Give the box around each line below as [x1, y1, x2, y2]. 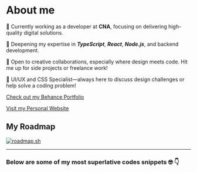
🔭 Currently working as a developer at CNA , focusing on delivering [6, 23, 167, 30]
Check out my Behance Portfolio [6, 93, 84, 100]
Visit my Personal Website [6, 104, 69, 112]
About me [6, 4, 55, 17]
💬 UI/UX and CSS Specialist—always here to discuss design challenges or [6, 76, 185, 83]
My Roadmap [6, 122, 56, 132]
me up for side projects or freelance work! [6, 64, 108, 71]
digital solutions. [23, 29, 63, 36]
